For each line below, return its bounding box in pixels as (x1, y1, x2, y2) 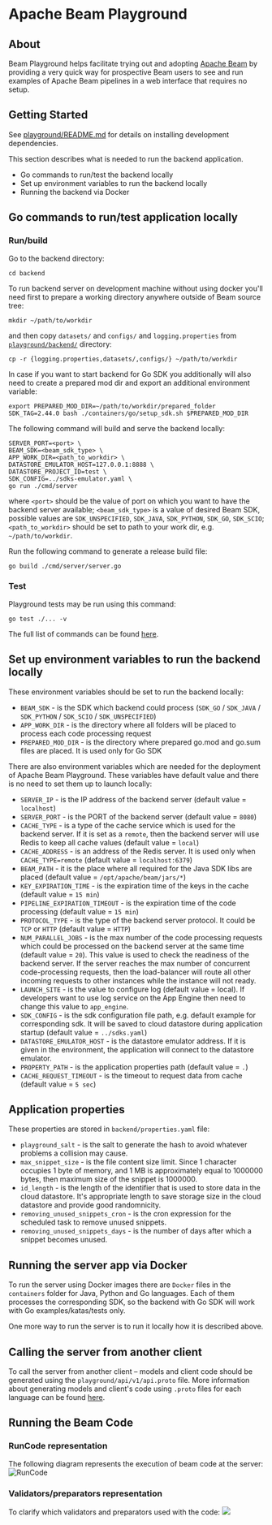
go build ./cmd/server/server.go (8, 562, 122, 570)
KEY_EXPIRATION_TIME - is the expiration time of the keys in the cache (19, 880, 249, 890)
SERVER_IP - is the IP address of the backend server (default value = (19, 794, 247, 804)
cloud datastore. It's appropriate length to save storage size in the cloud (19, 1191, 261, 1202)
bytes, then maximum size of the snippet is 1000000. (19, 1174, 198, 1184)
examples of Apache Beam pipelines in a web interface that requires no (8, 76, 248, 85)
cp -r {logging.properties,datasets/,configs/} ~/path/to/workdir (8, 355, 238, 363)
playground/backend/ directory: (8, 339, 112, 349)
